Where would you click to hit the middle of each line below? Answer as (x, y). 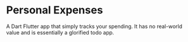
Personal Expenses (54, 10)
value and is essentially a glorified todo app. (60, 32)
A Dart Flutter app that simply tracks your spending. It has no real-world (94, 26)
